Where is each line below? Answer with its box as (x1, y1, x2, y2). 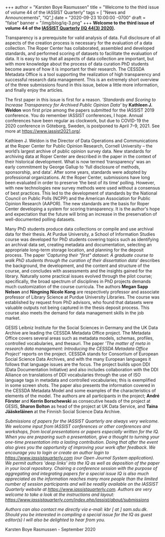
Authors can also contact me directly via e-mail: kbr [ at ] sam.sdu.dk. (5, 506, 148, 512)
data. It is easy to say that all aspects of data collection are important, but (5, 56, 154, 61)
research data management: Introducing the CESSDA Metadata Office (5, 345, 148, 351)
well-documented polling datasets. (5, 217, 75, 222)
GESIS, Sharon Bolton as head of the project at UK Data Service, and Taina (5, 403, 158, 409)
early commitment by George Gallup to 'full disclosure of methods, (5, 164, 140, 170)
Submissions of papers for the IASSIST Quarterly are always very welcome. (5, 418, 159, 424)
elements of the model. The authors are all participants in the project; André (5, 393, 160, 399)
